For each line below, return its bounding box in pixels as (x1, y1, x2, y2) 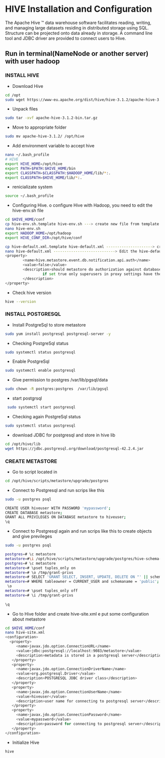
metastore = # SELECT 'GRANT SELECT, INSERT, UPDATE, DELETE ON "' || (5, 574, 148, 580)
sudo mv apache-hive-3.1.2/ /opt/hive (5, 134, 84, 139)
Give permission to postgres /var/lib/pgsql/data (12, 377, 108, 383)
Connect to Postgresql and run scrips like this (12, 487, 105, 493)
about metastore (12, 616, 46, 622)
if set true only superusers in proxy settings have (42, 271, 153, 276)
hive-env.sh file (12, 208, 44, 214)
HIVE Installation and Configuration (5, 3, 152, 15)
